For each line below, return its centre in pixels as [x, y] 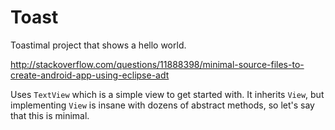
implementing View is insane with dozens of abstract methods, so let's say [162, 105]
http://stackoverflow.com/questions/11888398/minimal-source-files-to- [157, 64]
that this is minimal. [50, 115]
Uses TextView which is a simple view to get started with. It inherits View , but [167, 94]
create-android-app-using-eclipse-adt [90, 75]
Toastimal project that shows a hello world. [98, 45]
